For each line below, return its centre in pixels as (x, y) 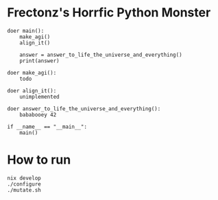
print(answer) (39, 61)
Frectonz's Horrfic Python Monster (109, 13)
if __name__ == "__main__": (47, 127)
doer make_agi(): (32, 73)
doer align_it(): (32, 90)
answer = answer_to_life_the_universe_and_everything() (101, 55)
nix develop (24, 178)
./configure (24, 184)
